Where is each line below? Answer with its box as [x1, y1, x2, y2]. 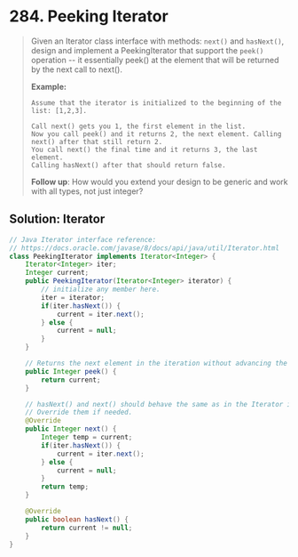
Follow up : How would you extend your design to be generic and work [30, 176, 288, 187]
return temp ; [41, 482, 90, 491]
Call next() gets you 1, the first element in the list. [30, 122, 247, 131]
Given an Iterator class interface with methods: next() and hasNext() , [30, 36, 285, 46]
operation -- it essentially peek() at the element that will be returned [30, 54, 279, 65]
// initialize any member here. [41, 285, 161, 294]
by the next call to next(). [30, 64, 122, 75]
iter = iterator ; [41, 293, 105, 302]
